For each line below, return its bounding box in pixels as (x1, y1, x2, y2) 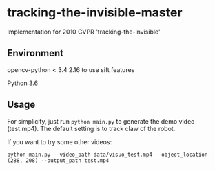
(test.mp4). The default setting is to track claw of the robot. (7, 124, 176, 133)
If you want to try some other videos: (7, 137, 112, 146)
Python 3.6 (7, 79, 39, 87)
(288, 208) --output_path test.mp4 (7, 157, 110, 164)
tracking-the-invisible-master (7, 5, 183, 21)
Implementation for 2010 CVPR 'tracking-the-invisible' (7, 27, 161, 36)
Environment (7, 47, 64, 59)
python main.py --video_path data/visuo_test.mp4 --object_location (7, 151, 208, 158)
